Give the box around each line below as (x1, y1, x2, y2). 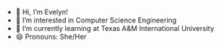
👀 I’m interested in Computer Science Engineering (15, 15, 177, 25)
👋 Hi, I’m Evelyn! (15, 8, 68, 16)
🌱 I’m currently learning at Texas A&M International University (15, 24, 214, 33)
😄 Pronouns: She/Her (15, 32, 87, 41)
